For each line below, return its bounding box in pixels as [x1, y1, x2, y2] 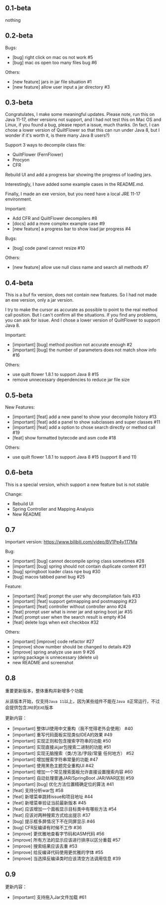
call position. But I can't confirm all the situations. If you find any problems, [5, 312, 158, 318]
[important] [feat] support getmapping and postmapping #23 [12, 598, 137, 604]
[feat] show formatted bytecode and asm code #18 [12, 435, 116, 441]
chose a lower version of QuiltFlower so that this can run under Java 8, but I [5, 127, 160, 133]
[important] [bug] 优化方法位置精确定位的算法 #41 [12, 781, 114, 787]
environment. [5, 196, 32, 202]
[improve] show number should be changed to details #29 [12, 643, 131, 649]
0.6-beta [5, 468, 33, 477]
